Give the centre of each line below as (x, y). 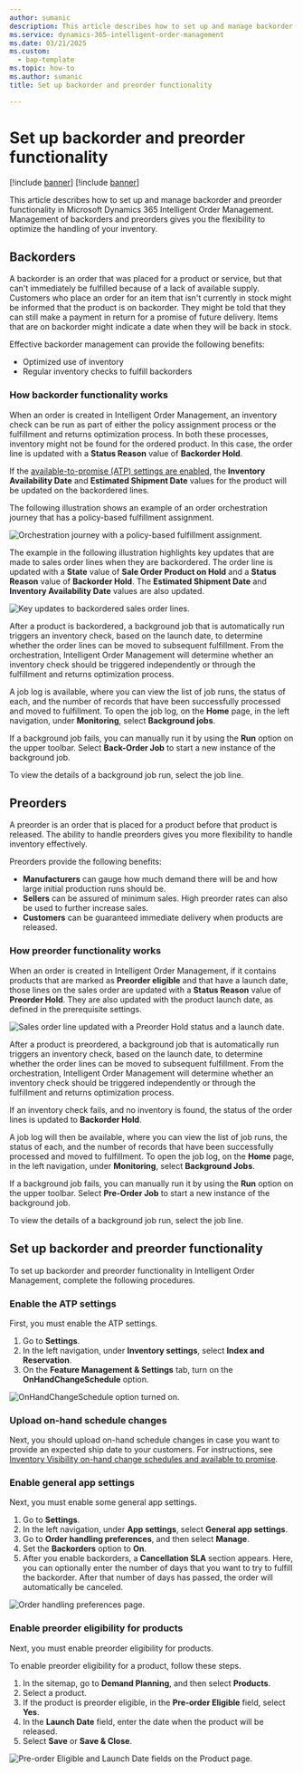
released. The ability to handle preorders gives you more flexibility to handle (151, 835)
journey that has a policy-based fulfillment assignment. (112, 517)
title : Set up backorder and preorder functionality (111, 85)
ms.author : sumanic (46, 77)
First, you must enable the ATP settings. (84, 1323)
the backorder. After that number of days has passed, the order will (147, 1577)
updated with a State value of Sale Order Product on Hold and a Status (143, 571)
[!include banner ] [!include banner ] (75, 182)
